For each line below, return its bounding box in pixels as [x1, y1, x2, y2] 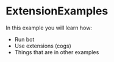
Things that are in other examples [14, 48, 99, 55]
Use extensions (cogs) [14, 42, 71, 49]
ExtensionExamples [5, 4, 109, 18]
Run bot [14, 36, 35, 43]
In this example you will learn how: [5, 24, 93, 31]
